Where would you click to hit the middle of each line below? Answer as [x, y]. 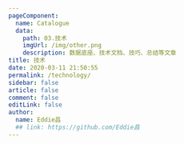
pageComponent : [34, 16]
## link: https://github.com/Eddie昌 [78, 127]
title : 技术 [27, 61]
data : [25, 30]
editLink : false [35, 105]
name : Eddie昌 [38, 120]
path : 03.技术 [45, 38]
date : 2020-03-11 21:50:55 [53, 68]
